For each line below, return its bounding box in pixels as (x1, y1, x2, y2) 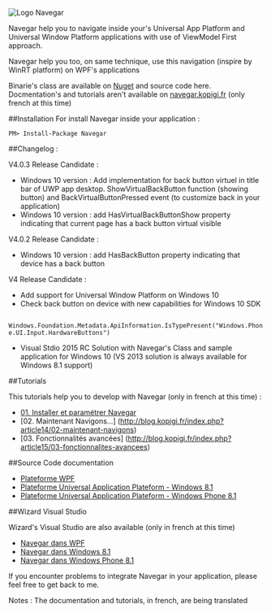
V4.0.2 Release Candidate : (8, 234, 99, 244)
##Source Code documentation (8, 458, 114, 467)
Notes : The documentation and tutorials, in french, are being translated (8, 596, 248, 605)
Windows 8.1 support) (19, 360, 93, 370)
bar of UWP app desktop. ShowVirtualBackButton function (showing (19, 184, 249, 193)
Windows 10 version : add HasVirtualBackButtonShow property (19, 210, 231, 220)
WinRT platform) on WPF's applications (8, 65, 140, 75)
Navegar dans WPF (19, 538, 85, 548)
